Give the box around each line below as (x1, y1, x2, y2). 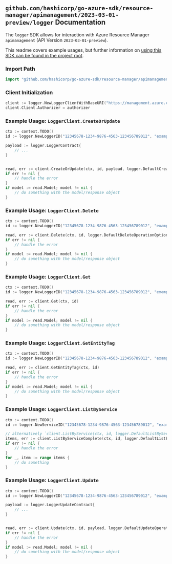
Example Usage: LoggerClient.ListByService (5, 406, 118, 413)
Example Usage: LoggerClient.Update (5, 476, 99, 484)
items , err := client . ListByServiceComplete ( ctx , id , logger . (5, 436, 141, 441)
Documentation (55, 18, 106, 27)
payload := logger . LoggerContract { (5, 143, 81, 148)
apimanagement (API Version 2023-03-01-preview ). (5, 37, 109, 43)
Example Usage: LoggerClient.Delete (5, 207, 99, 214)
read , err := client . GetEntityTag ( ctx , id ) (5, 365, 100, 371)
